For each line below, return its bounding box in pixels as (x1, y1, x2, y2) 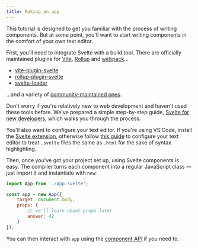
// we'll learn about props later (27, 208, 113, 214)
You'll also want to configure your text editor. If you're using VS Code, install (6, 126, 193, 133)
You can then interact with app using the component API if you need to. (6, 235, 180, 242)
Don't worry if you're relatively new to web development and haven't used (6, 102, 187, 109)
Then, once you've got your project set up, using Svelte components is (6, 156, 180, 163)
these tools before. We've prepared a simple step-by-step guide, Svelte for (6, 108, 190, 115)
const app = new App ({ (6, 191, 62, 197)
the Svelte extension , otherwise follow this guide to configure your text (6, 133, 179, 140)
